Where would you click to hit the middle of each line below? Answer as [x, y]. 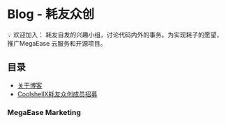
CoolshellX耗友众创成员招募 [57, 94]
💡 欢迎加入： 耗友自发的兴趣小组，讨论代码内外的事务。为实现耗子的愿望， [115, 35]
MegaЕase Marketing [44, 112]
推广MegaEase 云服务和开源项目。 [57, 43]
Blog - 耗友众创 [51, 14]
